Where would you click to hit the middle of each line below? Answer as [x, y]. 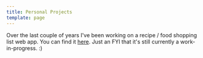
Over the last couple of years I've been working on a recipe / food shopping [102, 35]
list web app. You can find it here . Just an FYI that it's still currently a [93, 42]
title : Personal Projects [39, 12]
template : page [26, 18]
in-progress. [22, 48]
